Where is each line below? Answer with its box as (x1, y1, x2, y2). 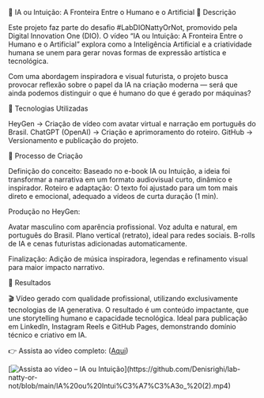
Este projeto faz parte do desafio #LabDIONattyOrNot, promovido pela (8, 23, 238, 32)
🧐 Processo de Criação (8, 151, 83, 160)
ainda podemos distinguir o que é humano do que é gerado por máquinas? (8, 88, 251, 98)
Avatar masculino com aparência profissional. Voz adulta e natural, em (8, 222, 238, 231)
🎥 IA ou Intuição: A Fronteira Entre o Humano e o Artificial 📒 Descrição (8, 8, 236, 17)
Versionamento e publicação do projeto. (8, 136, 139, 145)
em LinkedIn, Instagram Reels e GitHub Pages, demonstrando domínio (8, 322, 236, 331)
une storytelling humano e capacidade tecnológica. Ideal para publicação (8, 314, 247, 323)
